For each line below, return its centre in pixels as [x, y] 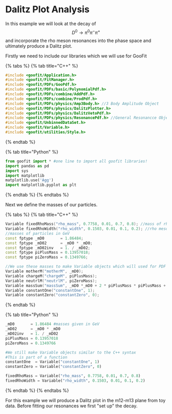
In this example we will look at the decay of [51, 24]
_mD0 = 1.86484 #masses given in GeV [52, 324]
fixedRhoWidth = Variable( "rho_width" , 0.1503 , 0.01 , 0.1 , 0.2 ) [75, 381]
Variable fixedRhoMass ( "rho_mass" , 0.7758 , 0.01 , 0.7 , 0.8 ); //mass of [83, 224]
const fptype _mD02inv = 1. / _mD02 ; [48, 248]
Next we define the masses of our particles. [51, 205]
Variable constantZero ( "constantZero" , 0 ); [52, 295]
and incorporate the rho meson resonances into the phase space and [78, 40]
